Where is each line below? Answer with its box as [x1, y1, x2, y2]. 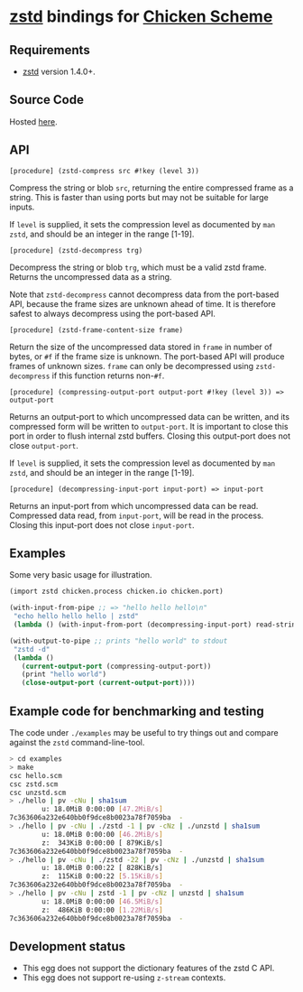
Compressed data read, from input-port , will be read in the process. [9, 510, 264, 521]
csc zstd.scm [9, 779, 59, 789]
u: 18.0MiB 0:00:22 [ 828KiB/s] [41, 864, 164, 873]
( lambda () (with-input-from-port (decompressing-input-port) [13, 620, 252, 629]
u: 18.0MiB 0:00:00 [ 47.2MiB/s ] [41, 805, 164, 814]
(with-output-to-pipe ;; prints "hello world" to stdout [9, 636, 228, 645]
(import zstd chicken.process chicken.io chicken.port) [9, 587, 224, 597]
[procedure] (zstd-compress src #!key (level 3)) [9, 166, 200, 175]
